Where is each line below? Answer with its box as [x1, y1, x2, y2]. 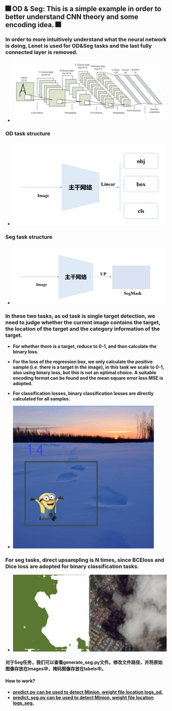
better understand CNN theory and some [5, 13, 139, 22]
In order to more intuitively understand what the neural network [5, 36, 167, 43]
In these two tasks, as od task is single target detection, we [5, 312, 155, 320]
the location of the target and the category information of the [5, 325, 160, 332]
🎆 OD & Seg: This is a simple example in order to [5, 5, 162, 13]
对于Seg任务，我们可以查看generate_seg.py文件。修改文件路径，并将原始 [5, 659, 163, 665]
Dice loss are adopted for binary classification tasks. [5, 562, 139, 570]
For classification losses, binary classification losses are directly [12, 390, 154, 396]
